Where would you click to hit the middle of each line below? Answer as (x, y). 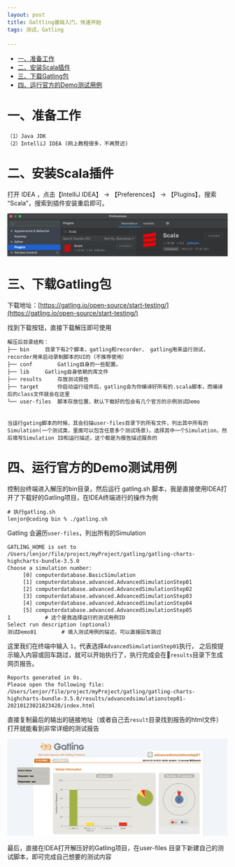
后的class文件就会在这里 (38, 395)
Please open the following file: (56, 685)
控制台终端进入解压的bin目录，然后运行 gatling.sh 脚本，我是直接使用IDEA (114, 489)
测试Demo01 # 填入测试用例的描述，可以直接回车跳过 (85, 632)
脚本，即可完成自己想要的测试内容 (62, 856)
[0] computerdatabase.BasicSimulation (79, 575)
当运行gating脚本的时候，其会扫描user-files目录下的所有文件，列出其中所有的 (108, 423)
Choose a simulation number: (50, 568)
